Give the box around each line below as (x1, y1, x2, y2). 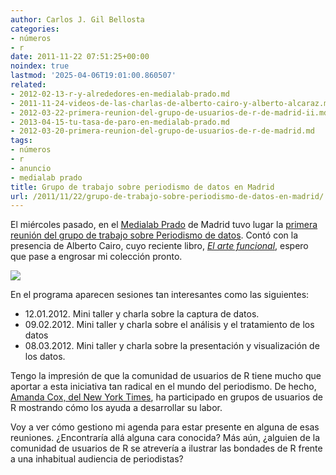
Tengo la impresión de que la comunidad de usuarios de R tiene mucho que (10, 370, 322, 382)
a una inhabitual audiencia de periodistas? (10, 453, 184, 465)
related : (10, 80, 47, 90)
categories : (10, 24, 60, 34)
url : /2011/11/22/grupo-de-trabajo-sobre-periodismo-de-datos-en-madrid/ (10, 191, 325, 201)
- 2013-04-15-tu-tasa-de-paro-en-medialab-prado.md (10, 117, 230, 127)
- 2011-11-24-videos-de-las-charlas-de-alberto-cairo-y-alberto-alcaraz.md (10, 98, 333, 108)
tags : (10, 136, 33, 146)
